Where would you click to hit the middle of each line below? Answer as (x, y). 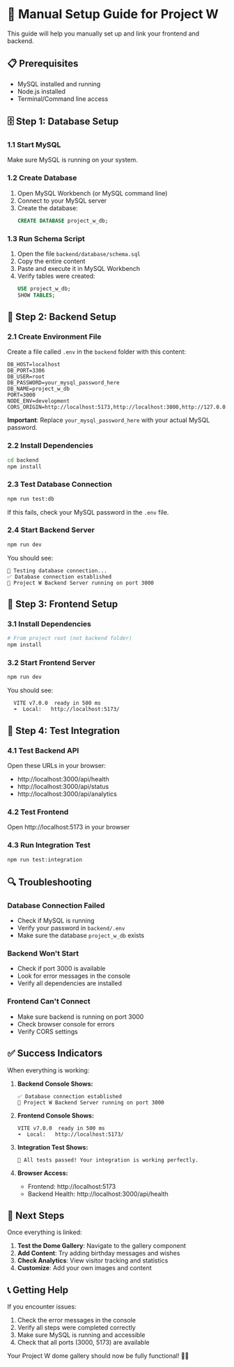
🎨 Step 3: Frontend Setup (63, 604)
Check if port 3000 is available (61, 969)
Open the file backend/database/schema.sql (79, 253)
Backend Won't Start (43, 953)
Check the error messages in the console (77, 1320)
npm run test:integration (45, 859)
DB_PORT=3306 (26, 371)
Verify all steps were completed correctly (76, 1328)
